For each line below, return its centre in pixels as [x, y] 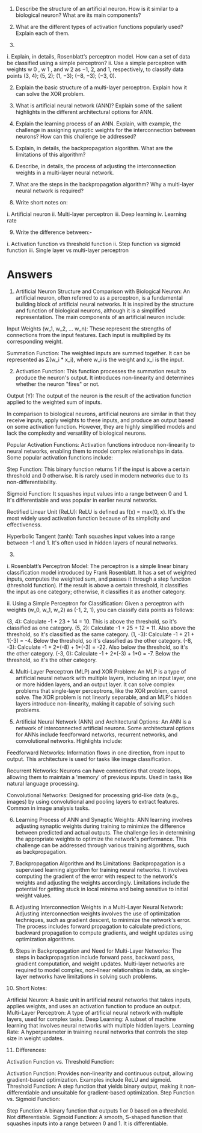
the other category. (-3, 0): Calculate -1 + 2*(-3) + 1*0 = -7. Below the [93, 653]
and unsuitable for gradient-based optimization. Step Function [118, 1092]
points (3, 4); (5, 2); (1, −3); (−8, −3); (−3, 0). [62, 76]
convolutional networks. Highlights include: [69, 740]
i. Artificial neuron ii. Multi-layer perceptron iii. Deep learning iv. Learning [97, 214]
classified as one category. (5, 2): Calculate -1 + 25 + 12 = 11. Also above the [101, 628]
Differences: [31, 1050]
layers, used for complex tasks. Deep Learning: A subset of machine [91, 1019]
